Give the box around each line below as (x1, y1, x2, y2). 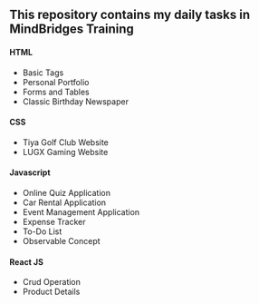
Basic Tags (22, 67, 64, 78)
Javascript (9, 167, 52, 178)
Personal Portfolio (22, 76, 90, 87)
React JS (9, 256, 43, 267)
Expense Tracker (22, 217, 86, 227)
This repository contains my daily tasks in (9, 7, 251, 23)
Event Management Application (22, 207, 140, 217)
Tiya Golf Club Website (22, 136, 109, 148)
